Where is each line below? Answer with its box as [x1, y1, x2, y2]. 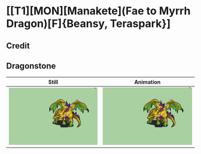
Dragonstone [6, 61, 56, 71]
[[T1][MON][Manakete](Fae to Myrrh [6, 4, 191, 18]
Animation [134, 78, 161, 85]
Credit [6, 41, 30, 51]
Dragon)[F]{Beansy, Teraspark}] [6, 17, 171, 30]
